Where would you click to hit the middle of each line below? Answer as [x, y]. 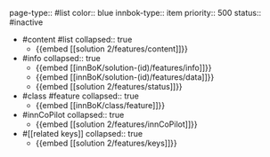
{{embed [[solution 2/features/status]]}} [109, 86]
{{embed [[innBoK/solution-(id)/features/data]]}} [125, 77]
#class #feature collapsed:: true [81, 96]
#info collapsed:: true [61, 58]
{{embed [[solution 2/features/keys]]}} [106, 143]
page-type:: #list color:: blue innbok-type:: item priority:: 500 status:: [135, 13]
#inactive [26, 22]
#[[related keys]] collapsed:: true [82, 133]
